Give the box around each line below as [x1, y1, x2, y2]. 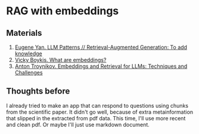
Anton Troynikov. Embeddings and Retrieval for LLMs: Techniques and [14, 63, 188, 70]
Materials [6, 28, 42, 38]
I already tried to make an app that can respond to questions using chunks [6, 102, 189, 109]
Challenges [14, 69, 43, 76]
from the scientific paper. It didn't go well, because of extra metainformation [6, 108, 194, 116]
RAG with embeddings [6, 4, 119, 18]
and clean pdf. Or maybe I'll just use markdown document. [6, 121, 150, 128]
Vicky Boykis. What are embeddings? [14, 57, 107, 63]
